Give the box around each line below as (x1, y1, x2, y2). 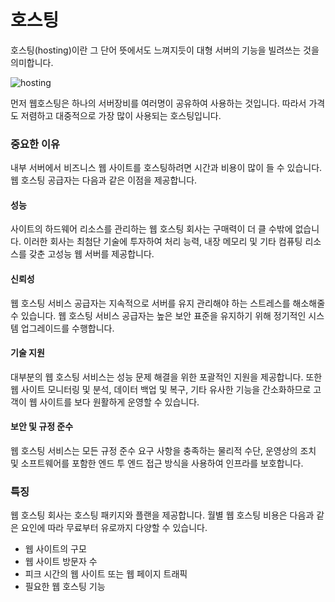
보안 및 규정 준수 (10, 421, 74, 433)
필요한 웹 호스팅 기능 (24, 581, 106, 593)
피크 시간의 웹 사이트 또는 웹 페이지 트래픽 (24, 568, 188, 580)
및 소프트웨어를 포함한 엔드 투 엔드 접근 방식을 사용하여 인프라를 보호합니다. (10, 457, 304, 470)
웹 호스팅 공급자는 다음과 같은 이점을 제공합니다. (10, 174, 198, 186)
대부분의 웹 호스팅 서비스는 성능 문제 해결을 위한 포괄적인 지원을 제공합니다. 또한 (10, 371, 323, 383)
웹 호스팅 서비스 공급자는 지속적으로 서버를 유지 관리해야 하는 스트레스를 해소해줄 (10, 297, 326, 309)
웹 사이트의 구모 (24, 543, 87, 555)
